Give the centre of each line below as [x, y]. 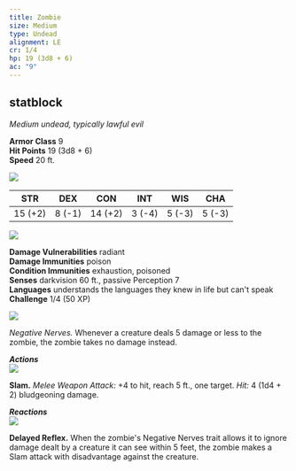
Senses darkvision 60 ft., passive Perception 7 [94, 280]
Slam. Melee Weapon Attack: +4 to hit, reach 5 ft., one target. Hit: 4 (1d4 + [145, 385]
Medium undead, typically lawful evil [77, 124]
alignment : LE [35, 42]
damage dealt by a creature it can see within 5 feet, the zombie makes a [141, 447]
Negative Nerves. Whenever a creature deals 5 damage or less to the [136, 332]
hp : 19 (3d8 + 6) [41, 58]
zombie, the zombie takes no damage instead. [93, 342]
